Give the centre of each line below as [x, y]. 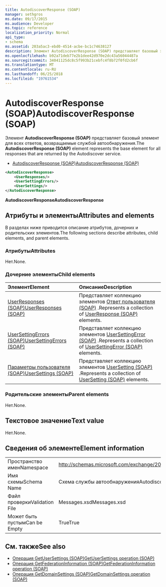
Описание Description [105, 287]
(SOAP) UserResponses [35, 308]
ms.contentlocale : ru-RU [31, 70]
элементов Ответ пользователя [117, 302]
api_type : [15, 38]
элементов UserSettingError [112, 334]
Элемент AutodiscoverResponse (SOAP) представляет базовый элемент [82, 138]
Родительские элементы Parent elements [57, 395]
